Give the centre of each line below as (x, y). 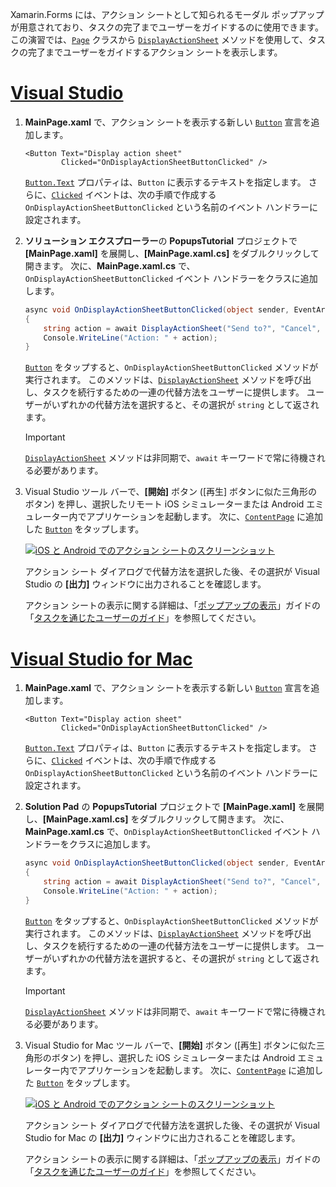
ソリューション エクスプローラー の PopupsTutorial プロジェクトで (161, 240)
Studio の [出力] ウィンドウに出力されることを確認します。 (145, 584)
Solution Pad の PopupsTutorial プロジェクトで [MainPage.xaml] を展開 (174, 807)
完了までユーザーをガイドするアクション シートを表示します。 (155, 52)
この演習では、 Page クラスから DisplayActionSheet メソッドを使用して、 (159, 39)
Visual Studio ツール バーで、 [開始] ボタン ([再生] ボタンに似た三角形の (171, 492)
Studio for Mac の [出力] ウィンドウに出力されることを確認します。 (162, 1137)
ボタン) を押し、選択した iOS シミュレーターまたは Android (173, 1057)
